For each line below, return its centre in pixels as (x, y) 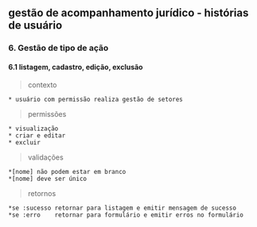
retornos (42, 193)
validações (45, 157)
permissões (47, 113)
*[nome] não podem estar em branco (67, 171)
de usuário (35, 26)
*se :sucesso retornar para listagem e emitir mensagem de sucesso (123, 208)
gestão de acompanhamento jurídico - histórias (128, 13)
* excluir (25, 142)
